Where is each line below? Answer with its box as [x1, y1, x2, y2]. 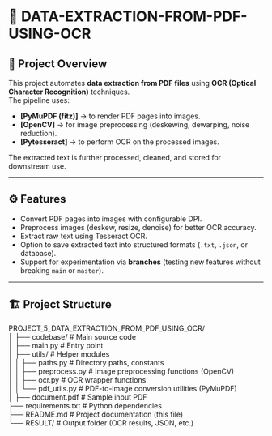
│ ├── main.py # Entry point [8, 340, 104, 350]
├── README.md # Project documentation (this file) [8, 409, 184, 419]
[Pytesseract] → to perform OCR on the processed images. [19, 137, 220, 147]
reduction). [19, 129, 57, 138]
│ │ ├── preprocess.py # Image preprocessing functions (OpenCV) [8, 366, 235, 376]
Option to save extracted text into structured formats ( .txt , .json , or [19, 239, 249, 250]
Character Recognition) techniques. [8, 87, 130, 96]
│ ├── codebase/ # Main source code [8, 331, 136, 341]
